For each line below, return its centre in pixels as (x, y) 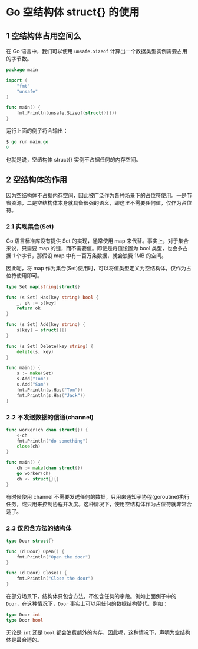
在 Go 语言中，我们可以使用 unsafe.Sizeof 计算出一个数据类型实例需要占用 (97, 51)
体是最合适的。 (24, 640)
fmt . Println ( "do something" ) (52, 441)
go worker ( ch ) (34, 474)
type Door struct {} (30, 541)
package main (22, 70)
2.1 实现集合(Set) (30, 227)
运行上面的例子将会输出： (37, 130)
